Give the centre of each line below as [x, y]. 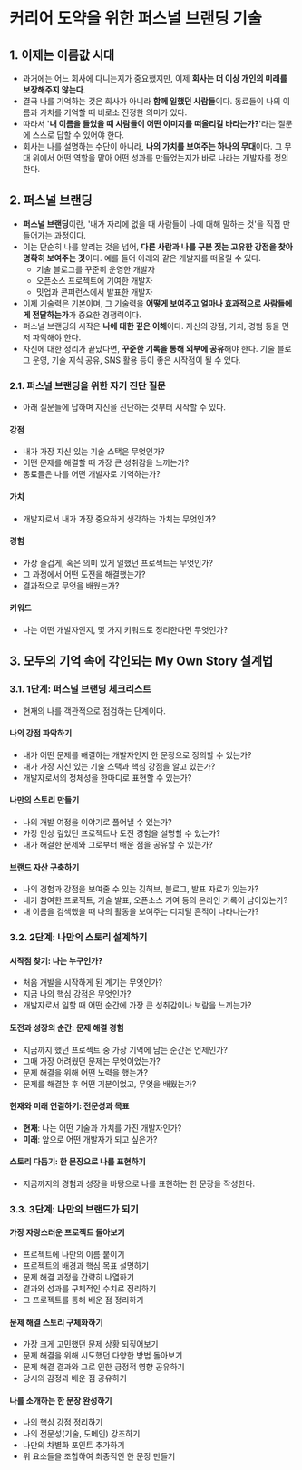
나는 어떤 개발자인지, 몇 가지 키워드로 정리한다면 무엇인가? [125, 629]
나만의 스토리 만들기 [44, 800]
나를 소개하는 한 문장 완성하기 [61, 1400]
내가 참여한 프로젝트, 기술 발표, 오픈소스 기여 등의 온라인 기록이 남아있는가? [155, 900]
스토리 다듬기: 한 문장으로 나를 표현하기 [78, 1162]
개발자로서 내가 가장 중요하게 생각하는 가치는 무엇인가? [119, 519]
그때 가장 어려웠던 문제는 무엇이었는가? [91, 1061]
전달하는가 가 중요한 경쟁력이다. [87, 315]
